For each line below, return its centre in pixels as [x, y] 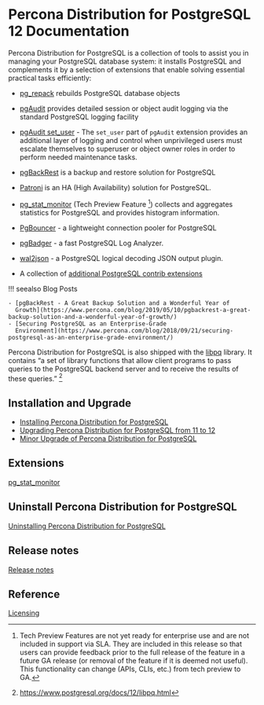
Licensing [24, 613]
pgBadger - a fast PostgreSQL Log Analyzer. [91, 243]
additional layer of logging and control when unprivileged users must [131, 140]
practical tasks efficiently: [50, 78]
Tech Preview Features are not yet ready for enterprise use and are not [134, 636]
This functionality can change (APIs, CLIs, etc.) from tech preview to [130, 669]
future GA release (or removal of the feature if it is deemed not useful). [134, 661]
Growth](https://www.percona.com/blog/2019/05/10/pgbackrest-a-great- [133, 310]
